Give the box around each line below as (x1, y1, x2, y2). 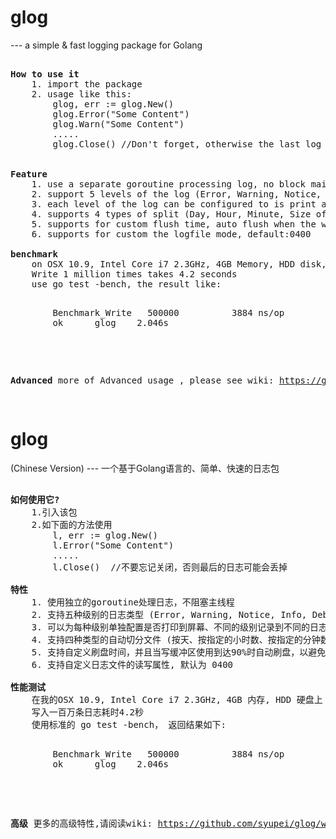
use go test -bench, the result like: (31, 278, 222, 290)
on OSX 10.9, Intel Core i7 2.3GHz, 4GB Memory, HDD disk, (31, 258, 327, 270)
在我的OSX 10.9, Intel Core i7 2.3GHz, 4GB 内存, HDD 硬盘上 (31, 694, 323, 705)
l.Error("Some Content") (52, 539, 175, 551)
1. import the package (31, 78, 143, 90)
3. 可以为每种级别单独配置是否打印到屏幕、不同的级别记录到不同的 (31, 621, 310, 633)
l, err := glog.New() (52, 529, 159, 541)
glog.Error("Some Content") (52, 108, 190, 120)
